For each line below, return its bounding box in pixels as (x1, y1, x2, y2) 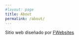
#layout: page (5, 7, 34, 12)
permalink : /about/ (5, 16, 45, 21)
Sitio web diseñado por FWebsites (5, 30, 75, 36)
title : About (5, 12, 32, 17)
